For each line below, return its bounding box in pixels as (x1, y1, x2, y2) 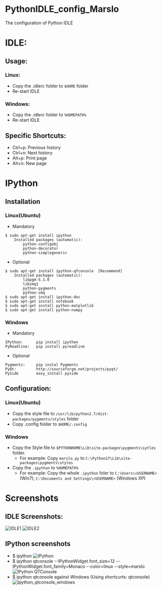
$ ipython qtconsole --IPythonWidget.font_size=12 (12, 558, 115, 564)
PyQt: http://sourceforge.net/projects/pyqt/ (5, 367, 119, 372)
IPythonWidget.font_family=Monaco (12, 563, 85, 569)
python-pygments (23, 286, 56, 291)
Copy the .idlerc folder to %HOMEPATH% (12, 112, 86, 118)
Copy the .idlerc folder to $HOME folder (12, 83, 89, 89)
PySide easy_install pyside (5, 371, 79, 376)
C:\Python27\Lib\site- (85, 456, 132, 461)
